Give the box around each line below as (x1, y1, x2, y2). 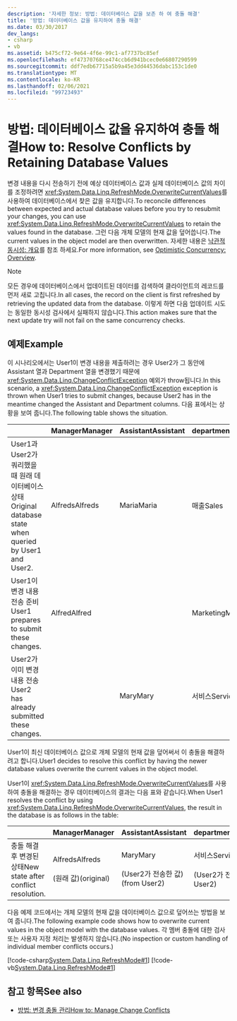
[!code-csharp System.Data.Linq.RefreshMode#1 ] (7, 955, 150, 964)
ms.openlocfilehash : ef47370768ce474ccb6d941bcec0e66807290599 (7, 56, 197, 64)
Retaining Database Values (7, 155, 169, 171)
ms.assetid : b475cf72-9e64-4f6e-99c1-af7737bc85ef (7, 50, 159, 57)
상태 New (11, 862, 39, 871)
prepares (11, 615, 41, 624)
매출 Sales (191, 500, 224, 510)
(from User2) (121, 878, 165, 888)
